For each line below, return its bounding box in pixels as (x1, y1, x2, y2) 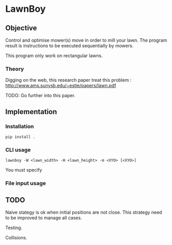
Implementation (5, 107, 58, 116)
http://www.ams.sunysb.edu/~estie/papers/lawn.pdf (5, 83, 117, 89)
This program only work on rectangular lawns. (5, 52, 103, 59)
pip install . (5, 134, 36, 139)
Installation (5, 123, 34, 130)
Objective (5, 24, 37, 32)
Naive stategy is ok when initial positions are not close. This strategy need (5, 209, 162, 216)
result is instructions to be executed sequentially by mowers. (5, 43, 133, 49)
